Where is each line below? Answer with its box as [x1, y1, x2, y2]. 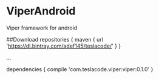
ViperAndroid [6, 4, 76, 18]
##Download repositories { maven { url [6, 36, 103, 43]
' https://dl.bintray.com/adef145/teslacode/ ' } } [6, 42, 121, 49]
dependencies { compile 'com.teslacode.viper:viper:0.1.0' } [6, 65, 154, 73]
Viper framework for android [6, 24, 78, 31]
